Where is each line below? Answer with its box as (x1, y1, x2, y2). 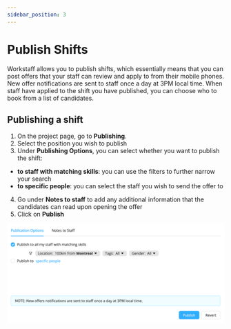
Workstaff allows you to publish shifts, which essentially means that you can (7, 64, 224, 72)
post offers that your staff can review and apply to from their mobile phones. (7, 72, 224, 80)
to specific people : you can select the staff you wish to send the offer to (17, 182, 223, 190)
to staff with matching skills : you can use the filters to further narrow (17, 168, 216, 176)
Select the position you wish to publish (17, 139, 128, 148)
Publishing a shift (7, 114, 84, 126)
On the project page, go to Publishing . (17, 132, 127, 141)
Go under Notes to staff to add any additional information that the (17, 195, 205, 203)
